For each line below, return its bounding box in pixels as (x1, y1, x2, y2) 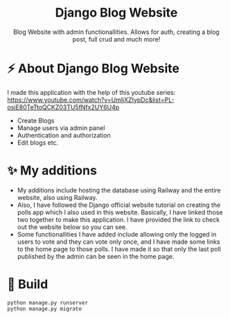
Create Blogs (17, 116, 55, 125)
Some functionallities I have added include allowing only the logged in (17, 230, 217, 238)
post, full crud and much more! (72, 35, 161, 43)
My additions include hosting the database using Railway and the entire (17, 185, 222, 194)
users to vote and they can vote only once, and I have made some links (17, 237, 220, 246)
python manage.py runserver (7, 299, 89, 306)
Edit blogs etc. (17, 138, 59, 147)
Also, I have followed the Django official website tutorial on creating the (17, 201, 221, 209)
